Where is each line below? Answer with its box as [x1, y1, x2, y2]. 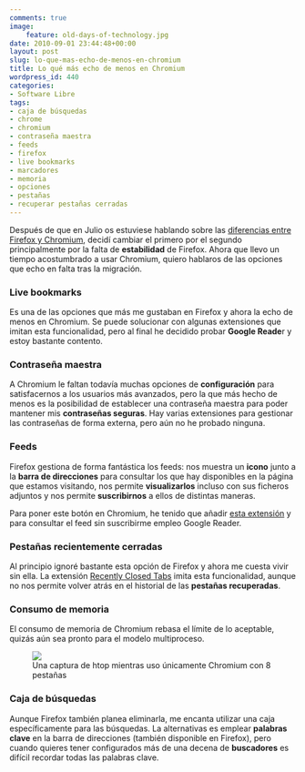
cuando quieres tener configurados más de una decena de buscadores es [9, 742, 290, 753]
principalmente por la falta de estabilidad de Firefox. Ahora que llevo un [9, 243, 280, 255]
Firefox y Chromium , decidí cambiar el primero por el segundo [9, 234, 243, 245]
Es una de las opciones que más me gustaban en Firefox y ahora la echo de [9, 307, 293, 318]
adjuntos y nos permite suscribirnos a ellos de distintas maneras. [9, 490, 257, 501]
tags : [9, 97, 30, 107]
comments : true [9, 13, 67, 23]
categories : [9, 81, 55, 90]
